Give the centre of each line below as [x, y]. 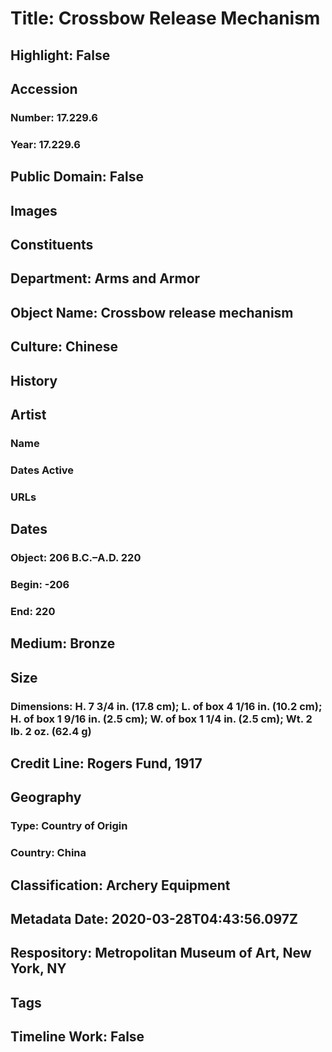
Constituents [52, 244]
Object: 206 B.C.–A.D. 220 [76, 558]
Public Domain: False [77, 177]
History [34, 380]
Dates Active [42, 470]
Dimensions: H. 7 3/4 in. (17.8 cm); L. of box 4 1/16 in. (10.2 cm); [166, 706]
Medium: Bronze [63, 643]
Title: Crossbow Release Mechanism [165, 18]
